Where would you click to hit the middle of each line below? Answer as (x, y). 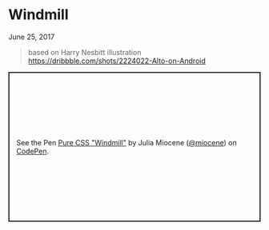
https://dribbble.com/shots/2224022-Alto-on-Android (117, 61)
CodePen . (33, 151)
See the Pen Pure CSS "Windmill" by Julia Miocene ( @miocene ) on (127, 142)
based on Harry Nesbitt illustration (84, 52)
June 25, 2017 (32, 37)
